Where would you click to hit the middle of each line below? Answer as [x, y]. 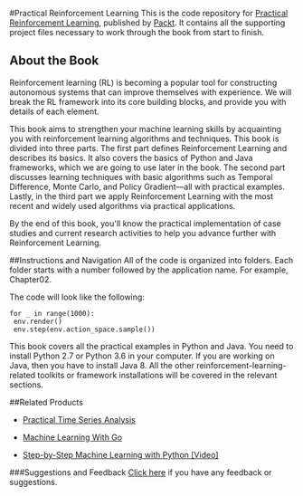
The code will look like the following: [77, 297]
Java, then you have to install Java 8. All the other [102, 365]
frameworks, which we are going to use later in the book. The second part [147, 167]
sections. [26, 385]
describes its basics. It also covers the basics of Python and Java [131, 157]
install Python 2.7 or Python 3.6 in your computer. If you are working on [142, 356]
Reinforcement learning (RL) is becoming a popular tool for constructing [143, 82]
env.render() [38, 321]
